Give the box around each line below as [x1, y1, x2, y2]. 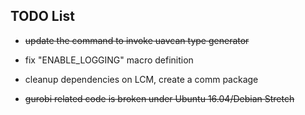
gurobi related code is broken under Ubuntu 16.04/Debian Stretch [24, 92, 295, 104]
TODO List [10, 8, 75, 25]
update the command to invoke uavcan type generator [24, 34, 250, 46]
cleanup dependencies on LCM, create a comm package [24, 73, 259, 85]
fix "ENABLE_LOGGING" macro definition [24, 54, 194, 66]
